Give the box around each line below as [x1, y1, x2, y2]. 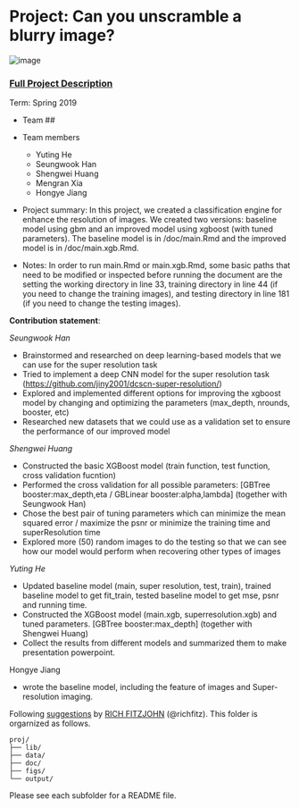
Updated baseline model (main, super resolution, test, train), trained [21, 581, 272, 592]
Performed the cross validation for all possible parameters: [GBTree [21, 480, 270, 491]
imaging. [61, 691, 94, 703]
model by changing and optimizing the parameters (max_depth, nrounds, [21, 398, 290, 408]
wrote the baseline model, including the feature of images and [21, 682, 251, 693]
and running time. [21, 600, 87, 610]
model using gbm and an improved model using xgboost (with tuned [21, 223, 274, 234]
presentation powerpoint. [21, 647, 116, 658]
